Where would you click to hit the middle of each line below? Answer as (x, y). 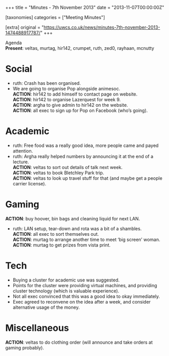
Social (19, 69)
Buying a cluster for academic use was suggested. (66, 280)
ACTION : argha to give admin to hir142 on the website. (70, 105)
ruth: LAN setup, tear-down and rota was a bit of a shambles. (77, 229)
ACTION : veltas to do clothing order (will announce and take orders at (79, 342)
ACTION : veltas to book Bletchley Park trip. (58, 173)
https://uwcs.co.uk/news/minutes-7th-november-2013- (102, 27)
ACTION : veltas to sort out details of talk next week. (68, 167)
